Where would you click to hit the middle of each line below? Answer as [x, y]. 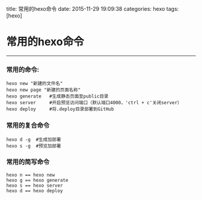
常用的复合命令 [28, 125]
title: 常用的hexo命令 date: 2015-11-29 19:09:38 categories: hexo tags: [93, 9]
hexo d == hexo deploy [35, 191]
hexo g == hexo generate [37, 180]
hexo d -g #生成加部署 [34, 139]
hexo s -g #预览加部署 [34, 146]
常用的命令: [23, 69]
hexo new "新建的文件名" [35, 84]
